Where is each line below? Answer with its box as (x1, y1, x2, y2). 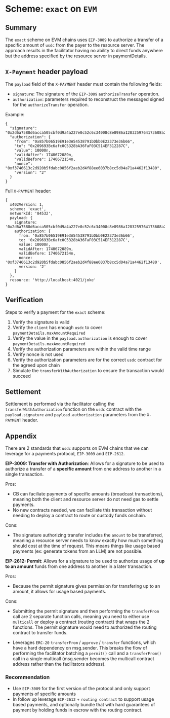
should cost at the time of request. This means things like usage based (12, 543, 160, 549)
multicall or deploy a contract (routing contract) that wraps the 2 (12, 619, 150, 625)
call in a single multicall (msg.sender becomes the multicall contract (12, 656, 154, 662)
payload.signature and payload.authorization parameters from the (5, 412, 146, 418)
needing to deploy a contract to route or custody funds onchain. (12, 513, 146, 519)
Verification (5, 296, 44, 304)
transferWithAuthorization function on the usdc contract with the (5, 406, 142, 412)
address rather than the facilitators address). (12, 661, 106, 667)
